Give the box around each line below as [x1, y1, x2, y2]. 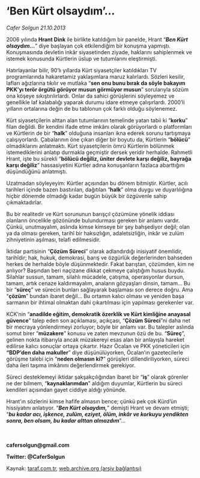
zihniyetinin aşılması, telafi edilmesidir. [6, 236, 101, 243]
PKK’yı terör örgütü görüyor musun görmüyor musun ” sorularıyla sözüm [6, 85, 189, 93]
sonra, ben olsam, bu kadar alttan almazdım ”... [6, 417, 126, 424]
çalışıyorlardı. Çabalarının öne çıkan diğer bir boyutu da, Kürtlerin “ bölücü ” [6, 135, 190, 143]
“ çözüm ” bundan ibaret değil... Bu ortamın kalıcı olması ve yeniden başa [6, 292, 184, 299]
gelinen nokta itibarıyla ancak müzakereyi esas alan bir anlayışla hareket [6, 336, 185, 343]
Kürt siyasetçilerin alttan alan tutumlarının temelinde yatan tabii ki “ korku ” [6, 116, 188, 124]
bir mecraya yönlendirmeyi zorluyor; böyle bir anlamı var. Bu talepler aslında [6, 323, 194, 331]
